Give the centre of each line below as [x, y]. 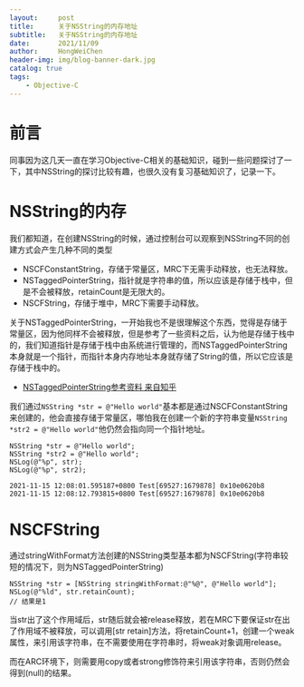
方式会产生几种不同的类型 [65, 250]
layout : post [42, 18]
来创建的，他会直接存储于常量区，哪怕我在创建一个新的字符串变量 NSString [148, 417]
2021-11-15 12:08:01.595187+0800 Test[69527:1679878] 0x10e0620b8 [137, 486]
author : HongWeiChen [56, 52]
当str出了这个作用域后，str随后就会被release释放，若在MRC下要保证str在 [146, 620]
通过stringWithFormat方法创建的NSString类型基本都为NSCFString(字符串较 [149, 555]
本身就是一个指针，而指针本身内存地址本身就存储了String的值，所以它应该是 [152, 356]
